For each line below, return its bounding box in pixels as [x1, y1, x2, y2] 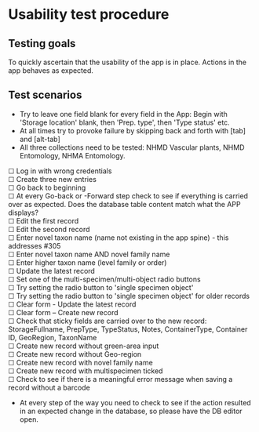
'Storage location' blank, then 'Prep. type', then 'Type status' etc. [19, 118, 230, 127]
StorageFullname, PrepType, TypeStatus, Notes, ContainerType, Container [8, 324, 248, 334]
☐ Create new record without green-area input [8, 341, 159, 350]
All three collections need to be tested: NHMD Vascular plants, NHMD [19, 143, 245, 152]
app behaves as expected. [8, 66, 94, 75]
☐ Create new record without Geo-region [8, 349, 142, 358]
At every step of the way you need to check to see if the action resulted [19, 398, 251, 407]
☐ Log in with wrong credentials [8, 166, 112, 176]
